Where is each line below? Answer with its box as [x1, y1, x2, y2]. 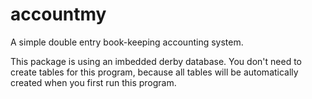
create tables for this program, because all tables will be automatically [10, 66, 299, 78]
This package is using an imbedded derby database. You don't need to [10, 55, 302, 67]
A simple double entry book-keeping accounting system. [10, 36, 244, 48]
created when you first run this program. [10, 76, 177, 88]
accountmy [10, 3, 107, 26]
